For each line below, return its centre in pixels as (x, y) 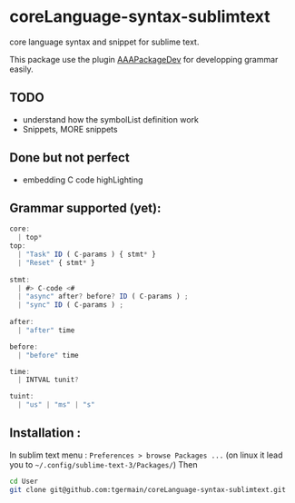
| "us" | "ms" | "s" (56, 405)
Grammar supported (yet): (85, 207)
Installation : (45, 433)
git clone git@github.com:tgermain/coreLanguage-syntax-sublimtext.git (147, 489)
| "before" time (48, 355)
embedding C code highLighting (83, 180)
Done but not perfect (69, 158)
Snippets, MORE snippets (70, 129)
